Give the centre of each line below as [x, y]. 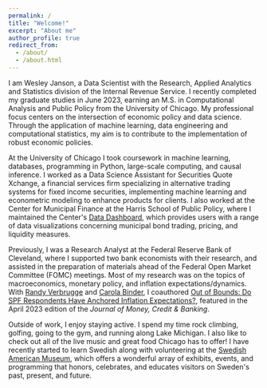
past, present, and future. [50, 375]
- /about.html [39, 61]
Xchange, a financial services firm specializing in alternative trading [120, 183]
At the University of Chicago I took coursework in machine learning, [120, 157]
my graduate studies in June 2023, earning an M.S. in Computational [121, 100]
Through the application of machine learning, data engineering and [118, 125]
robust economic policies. [51, 142]
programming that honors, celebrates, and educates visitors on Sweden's [129, 366]
